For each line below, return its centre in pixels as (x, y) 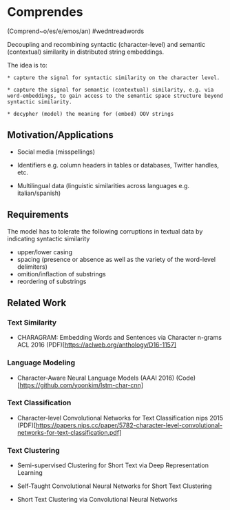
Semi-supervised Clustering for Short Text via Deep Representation (113, 465)
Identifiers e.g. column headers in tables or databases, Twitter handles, (118, 165)
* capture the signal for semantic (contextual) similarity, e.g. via (111, 90)
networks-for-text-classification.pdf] (69, 432)
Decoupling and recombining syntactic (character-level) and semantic (106, 44)
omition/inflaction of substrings (61, 274)
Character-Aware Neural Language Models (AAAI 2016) (96, 378)
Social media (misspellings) (56, 152)
